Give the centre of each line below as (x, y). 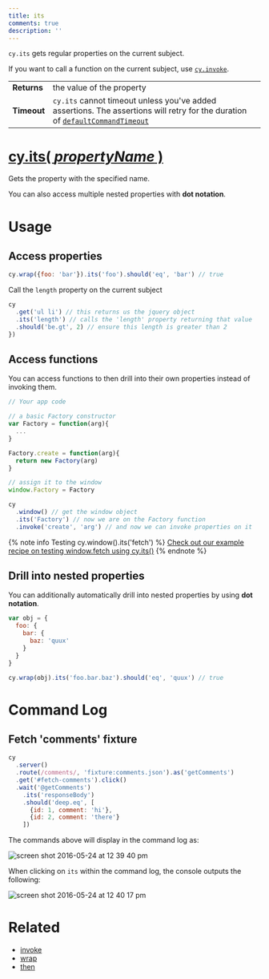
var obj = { (28, 618)
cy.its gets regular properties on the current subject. (96, 54)
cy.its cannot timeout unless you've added (134, 101)
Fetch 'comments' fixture (73, 740)
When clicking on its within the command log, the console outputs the (125, 872)
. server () (32, 765)
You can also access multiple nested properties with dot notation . (117, 194)
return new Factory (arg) (57, 461)
